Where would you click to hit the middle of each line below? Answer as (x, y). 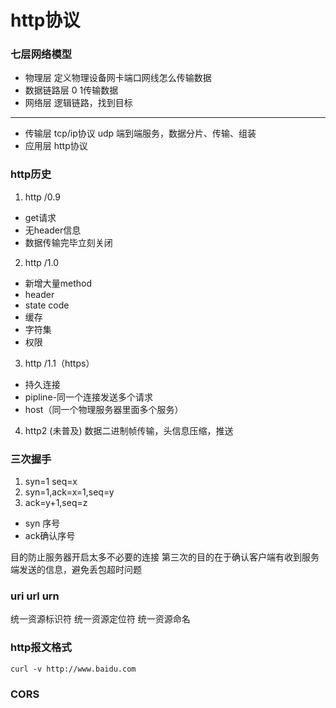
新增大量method (58, 283)
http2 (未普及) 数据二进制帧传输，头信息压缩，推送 (129, 430)
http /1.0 (41, 262)
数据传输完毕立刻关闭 (68, 242)
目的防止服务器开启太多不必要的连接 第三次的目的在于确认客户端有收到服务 (165, 557)
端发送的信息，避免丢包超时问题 (76, 570)
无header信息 (53, 230)
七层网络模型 (41, 54)
